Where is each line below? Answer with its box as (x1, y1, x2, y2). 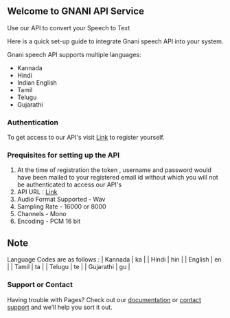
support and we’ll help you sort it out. (7, 303, 113, 311)
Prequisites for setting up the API (7, 151, 120, 160)
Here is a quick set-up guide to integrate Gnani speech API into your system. (7, 37, 224, 45)
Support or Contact (7, 280, 73, 290)
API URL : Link (16, 188, 58, 196)
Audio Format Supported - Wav (16, 195, 106, 204)
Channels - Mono (16, 210, 67, 218)
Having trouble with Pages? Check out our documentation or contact (7, 295, 201, 304)
